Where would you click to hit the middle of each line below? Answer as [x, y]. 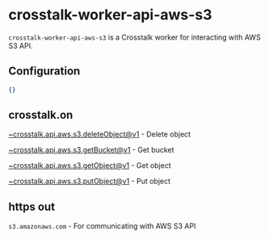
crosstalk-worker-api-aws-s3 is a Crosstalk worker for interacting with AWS [134, 37]
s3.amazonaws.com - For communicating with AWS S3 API [102, 226]
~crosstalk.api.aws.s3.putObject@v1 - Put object [90, 181]
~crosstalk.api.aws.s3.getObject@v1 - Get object [90, 166]
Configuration [44, 71]
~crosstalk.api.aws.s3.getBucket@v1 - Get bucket [91, 150]
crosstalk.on [41, 115]
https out [32, 206]
